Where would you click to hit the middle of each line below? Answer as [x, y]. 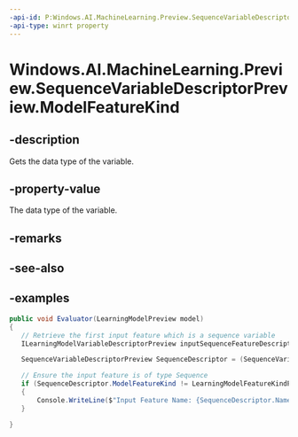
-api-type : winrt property [59, 26]
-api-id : [25, 17]
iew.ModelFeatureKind [94, 107]
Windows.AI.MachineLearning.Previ [146, 70]
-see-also [37, 268]
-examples [39, 298]
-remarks [35, 238]
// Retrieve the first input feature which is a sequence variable [148, 335]
